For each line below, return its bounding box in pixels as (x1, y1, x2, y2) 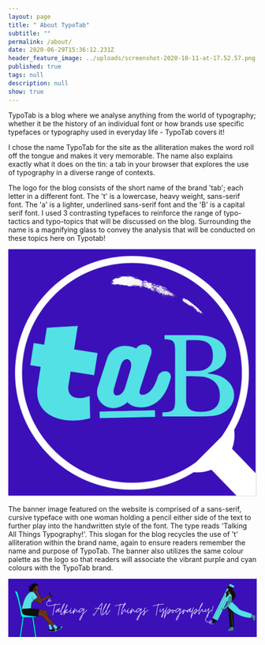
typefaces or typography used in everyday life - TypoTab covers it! (8, 127, 225, 137)
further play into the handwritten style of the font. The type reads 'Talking (8, 521, 248, 531)
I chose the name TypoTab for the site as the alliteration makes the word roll (8, 142, 255, 152)
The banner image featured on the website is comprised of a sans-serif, (8, 504, 242, 514)
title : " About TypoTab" (8, 21, 90, 29)
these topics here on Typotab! (8, 233, 106, 242)
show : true (8, 88, 44, 96)
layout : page (8, 13, 51, 21)
